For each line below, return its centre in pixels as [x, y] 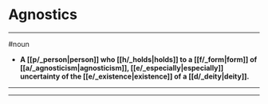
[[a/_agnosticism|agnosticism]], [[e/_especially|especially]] [122, 67]
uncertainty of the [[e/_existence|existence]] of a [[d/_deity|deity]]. [134, 76]
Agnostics [43, 15]
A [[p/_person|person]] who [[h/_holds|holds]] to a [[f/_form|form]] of [138, 59]
